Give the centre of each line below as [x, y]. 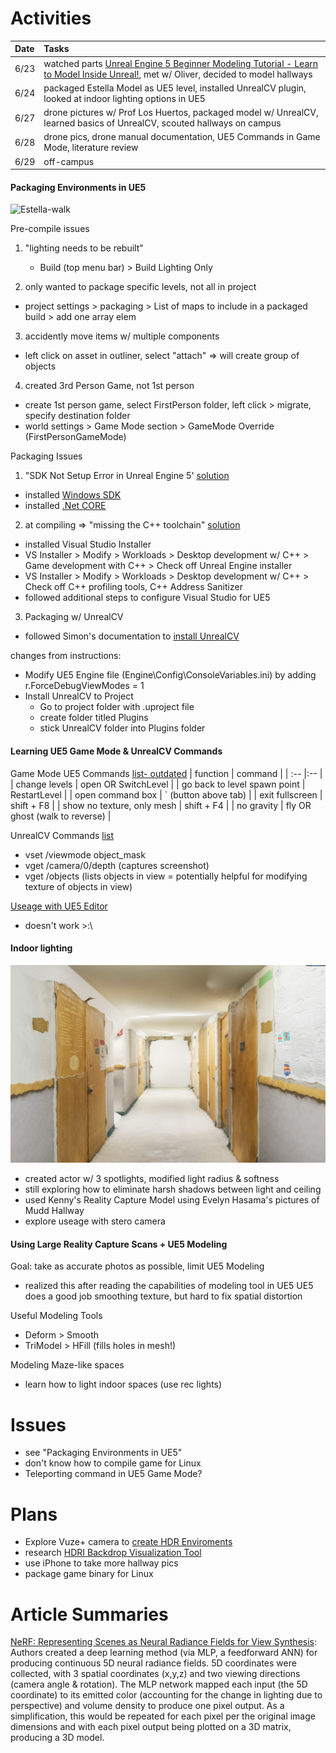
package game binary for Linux [89, 1574]
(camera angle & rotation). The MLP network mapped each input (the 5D [159, 1684]
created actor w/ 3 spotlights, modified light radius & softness [152, 1179]
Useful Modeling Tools [56, 1316]
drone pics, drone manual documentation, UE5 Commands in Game [182, 137]
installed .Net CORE [65, 506]
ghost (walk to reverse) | [61, 816]
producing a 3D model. [57, 1738]
